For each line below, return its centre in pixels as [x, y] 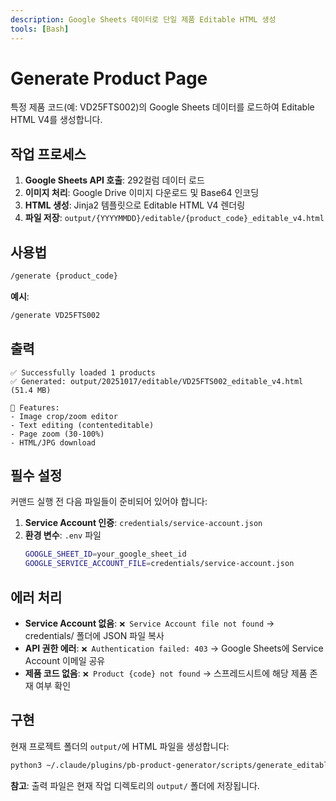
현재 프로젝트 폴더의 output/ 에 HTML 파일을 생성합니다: [120, 746]
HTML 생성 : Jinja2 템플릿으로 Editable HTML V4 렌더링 [135, 205]
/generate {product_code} [64, 276]
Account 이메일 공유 [65, 660]
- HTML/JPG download [53, 442]
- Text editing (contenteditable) [82, 425]
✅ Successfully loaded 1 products [83, 372]
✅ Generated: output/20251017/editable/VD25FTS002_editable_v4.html [157, 381]
